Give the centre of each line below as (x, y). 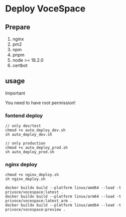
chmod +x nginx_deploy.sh (32, 175)
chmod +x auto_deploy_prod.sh (37, 148)
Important (15, 93)
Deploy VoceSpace (45, 9)
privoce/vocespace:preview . (35, 210)
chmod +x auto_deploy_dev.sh (35, 130)
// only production (25, 143)
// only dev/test (23, 126)
